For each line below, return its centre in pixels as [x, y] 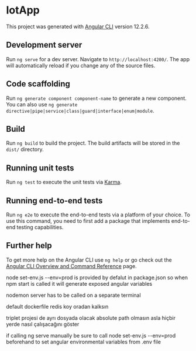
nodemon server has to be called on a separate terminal [74, 295]
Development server [44, 45]
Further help [29, 245]
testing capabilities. [40, 227]
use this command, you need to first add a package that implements [88, 221]
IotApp [23, 10]
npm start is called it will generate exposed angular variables [79, 283]
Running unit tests [40, 168]
